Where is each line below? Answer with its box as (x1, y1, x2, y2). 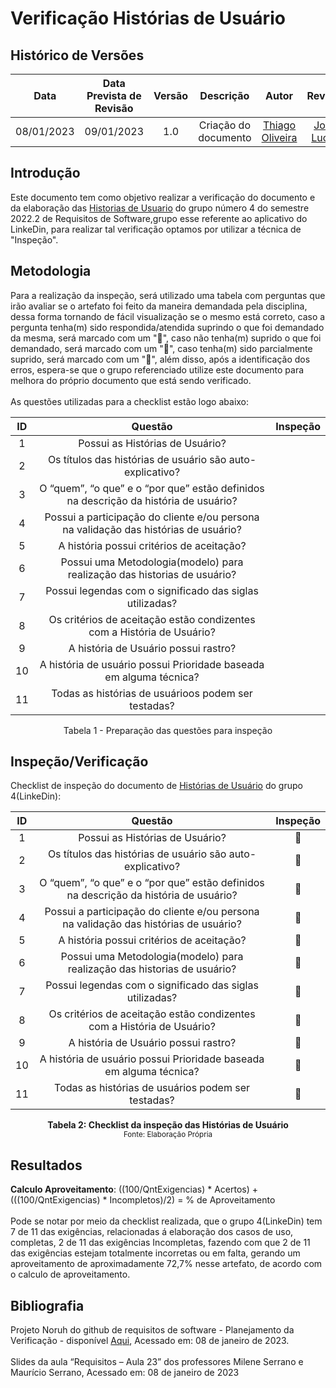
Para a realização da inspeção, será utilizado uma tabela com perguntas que (10, 289, 326, 301)
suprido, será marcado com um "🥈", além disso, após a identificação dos (10, 353, 311, 365)
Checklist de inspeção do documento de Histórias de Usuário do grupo (10, 780, 303, 792)
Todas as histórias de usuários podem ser (54, 1081, 250, 1095)
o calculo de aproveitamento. (10, 1268, 131, 1281)
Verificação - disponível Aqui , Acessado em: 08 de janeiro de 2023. (10, 1335, 290, 1347)
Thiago (263, 118, 297, 132)
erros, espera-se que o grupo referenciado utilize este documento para (10, 363, 305, 376)
